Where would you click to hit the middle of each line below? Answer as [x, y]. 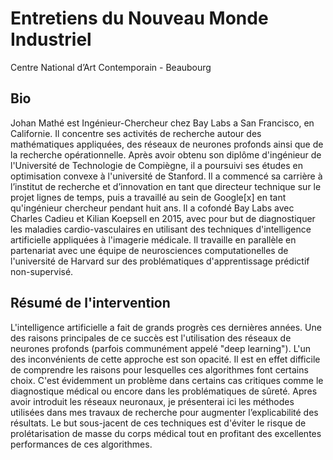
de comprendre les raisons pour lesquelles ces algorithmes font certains [159, 369]
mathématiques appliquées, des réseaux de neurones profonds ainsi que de [167, 144]
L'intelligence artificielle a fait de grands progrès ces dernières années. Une [166, 327]
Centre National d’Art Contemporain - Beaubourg [111, 67]
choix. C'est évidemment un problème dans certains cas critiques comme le [167, 380]
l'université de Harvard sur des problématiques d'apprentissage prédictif [160, 261]
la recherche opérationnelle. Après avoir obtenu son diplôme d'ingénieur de [166, 154]
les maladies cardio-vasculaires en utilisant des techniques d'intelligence [161, 229]
